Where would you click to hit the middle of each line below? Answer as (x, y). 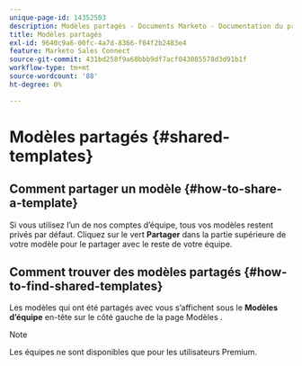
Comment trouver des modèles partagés (125, 272)
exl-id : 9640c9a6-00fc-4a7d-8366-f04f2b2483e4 (98, 43)
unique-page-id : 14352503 (58, 18)
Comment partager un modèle (95, 189)
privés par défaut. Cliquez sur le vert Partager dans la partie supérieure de (148, 234)
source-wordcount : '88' (54, 76)
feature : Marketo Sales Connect (70, 51)
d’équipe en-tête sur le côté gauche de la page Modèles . (116, 317)
